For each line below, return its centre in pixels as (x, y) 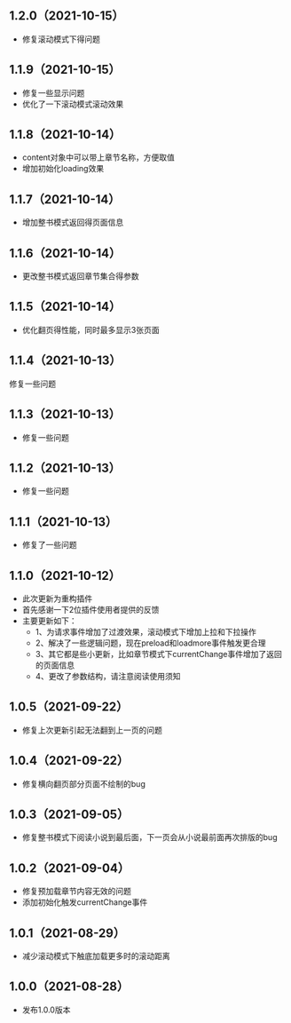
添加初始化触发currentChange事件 (85, 902)
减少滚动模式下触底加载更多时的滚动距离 (96, 956)
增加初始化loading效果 (63, 169)
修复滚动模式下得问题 (61, 39)
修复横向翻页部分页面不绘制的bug (84, 783)
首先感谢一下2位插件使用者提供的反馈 (90, 609)
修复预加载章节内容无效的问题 (76, 892)
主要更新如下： (49, 621)
